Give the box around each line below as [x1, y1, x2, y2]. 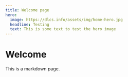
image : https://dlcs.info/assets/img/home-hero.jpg [10, 17, 123, 22]
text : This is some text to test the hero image [10, 27, 116, 32]
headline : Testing [10, 22, 50, 27]
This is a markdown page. [5, 66, 60, 72]
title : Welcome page [5, 7, 50, 13]
